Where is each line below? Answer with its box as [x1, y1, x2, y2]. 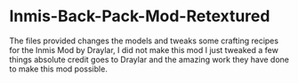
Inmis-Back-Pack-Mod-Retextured [9, 6, 270, 26]
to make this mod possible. [9, 64, 109, 74]
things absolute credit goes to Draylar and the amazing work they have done [9, 54, 290, 64]
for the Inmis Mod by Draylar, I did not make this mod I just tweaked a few [9, 44, 278, 55]
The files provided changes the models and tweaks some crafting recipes [9, 35, 278, 46]
